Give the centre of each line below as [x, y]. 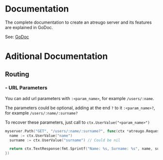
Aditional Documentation [57, 56]
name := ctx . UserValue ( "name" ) [41, 136]
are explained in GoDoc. [29, 27]
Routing [17, 74]
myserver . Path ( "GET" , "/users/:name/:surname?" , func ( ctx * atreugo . [76, 131]
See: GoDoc [17, 37]
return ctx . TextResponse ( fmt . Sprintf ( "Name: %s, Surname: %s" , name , [81, 149]
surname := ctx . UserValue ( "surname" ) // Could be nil [65, 140]
